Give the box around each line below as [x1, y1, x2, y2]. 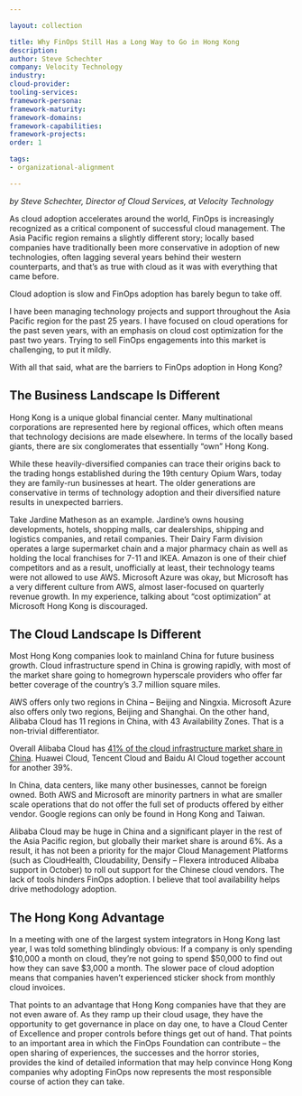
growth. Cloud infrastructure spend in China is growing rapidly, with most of [9, 660, 291, 671]
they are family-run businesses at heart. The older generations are [9, 477, 256, 488]
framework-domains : [9, 113, 83, 122]
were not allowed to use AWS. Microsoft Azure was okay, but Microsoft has [9, 571, 288, 583]
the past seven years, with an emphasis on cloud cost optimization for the [9, 324, 284, 335]
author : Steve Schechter [9, 54, 103, 63]
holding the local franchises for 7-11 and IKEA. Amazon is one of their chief [9, 552, 287, 563]
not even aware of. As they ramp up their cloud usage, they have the [9, 1009, 263, 1020]
